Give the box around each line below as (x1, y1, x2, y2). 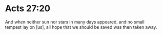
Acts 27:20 (5, 3, 50, 14)
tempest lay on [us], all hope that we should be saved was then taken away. (5, 24, 157, 30)
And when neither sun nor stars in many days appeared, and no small (5, 19, 145, 25)
